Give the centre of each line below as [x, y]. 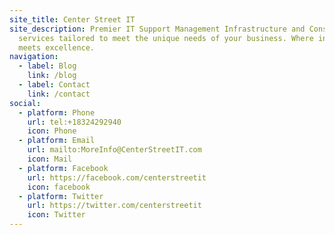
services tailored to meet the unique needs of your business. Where [166, 38]
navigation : [34, 57]
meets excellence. [57, 47]
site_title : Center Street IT [72, 19]
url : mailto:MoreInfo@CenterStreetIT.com [114, 150]
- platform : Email [57, 141]
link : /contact [59, 94]
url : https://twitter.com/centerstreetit [114, 206]
